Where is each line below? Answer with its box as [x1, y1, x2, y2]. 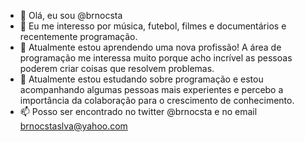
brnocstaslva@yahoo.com [19, 120, 128, 132]
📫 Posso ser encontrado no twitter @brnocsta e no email [19, 106, 258, 117]
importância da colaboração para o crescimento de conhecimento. [19, 95, 295, 106]
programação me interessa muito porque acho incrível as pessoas [19, 52, 293, 64]
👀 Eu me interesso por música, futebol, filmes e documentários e [19, 20, 287, 32]
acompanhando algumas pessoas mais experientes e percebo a [19, 84, 284, 95]
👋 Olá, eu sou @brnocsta [19, 10, 123, 21]
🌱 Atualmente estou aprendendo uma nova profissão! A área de [19, 41, 282, 53]
